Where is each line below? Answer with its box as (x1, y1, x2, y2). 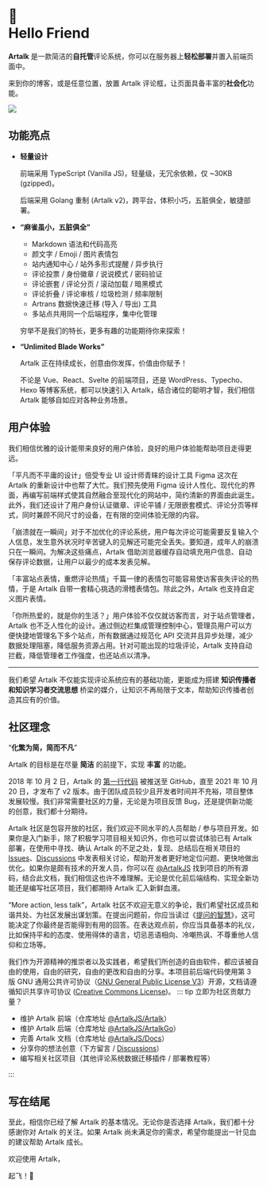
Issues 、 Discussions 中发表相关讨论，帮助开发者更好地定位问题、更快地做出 (8, 853, 259, 863)
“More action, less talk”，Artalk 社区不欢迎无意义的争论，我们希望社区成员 (8, 900, 252, 910)
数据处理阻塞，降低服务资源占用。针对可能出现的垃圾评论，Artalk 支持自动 (8, 641, 253, 650)
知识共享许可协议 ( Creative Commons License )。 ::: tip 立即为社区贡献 (14, 987, 245, 997)
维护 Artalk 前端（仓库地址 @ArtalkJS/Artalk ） (19, 1014, 172, 1023)
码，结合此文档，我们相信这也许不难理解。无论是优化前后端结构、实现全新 (8, 873, 252, 883)
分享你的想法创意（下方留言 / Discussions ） (19, 1044, 164, 1053)
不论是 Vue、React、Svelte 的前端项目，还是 (19, 374, 167, 385)
